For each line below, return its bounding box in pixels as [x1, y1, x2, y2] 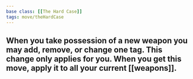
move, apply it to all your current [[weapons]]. [6, 63, 177, 73]
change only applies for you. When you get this [6, 54, 182, 64]
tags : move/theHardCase [6, 14, 64, 20]
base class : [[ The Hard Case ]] [6, 8, 82, 15]
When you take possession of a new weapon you [6, 36, 188, 46]
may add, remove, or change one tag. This [6, 44, 163, 54]
